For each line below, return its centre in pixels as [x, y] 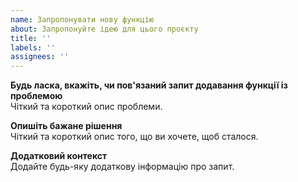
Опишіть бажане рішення [66, 126]
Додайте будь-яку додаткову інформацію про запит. [122, 167]
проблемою [36, 96]
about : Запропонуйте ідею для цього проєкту [104, 29]
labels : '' [33, 47]
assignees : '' [40, 57]
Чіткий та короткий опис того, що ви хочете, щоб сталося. [134, 137]
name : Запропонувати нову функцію [82, 19]
